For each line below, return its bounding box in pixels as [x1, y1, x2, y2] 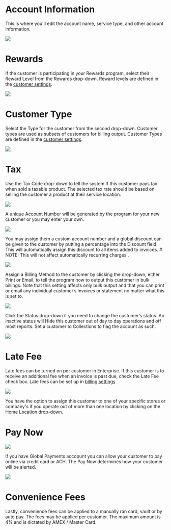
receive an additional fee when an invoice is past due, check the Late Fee [5, 373, 159, 379]
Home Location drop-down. [5, 409, 64, 415]
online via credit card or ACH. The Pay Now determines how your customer [5, 458, 163, 465]
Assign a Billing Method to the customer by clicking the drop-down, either [5, 271, 160, 277]
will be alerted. [5, 464, 37, 470]
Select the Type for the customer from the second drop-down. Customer [5, 125, 158, 131]
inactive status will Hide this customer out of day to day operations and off [5, 318, 161, 324]
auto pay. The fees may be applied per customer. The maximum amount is [5, 514, 161, 520]
